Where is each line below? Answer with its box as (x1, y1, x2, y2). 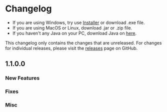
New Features (5, 74, 40, 81)
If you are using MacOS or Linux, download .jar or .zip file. (12, 24, 132, 30)
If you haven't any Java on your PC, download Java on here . (12, 30, 137, 36)
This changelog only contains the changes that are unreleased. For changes (5, 39, 162, 45)
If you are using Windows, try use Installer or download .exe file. (12, 19, 145, 25)
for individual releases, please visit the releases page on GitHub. (5, 45, 138, 51)
